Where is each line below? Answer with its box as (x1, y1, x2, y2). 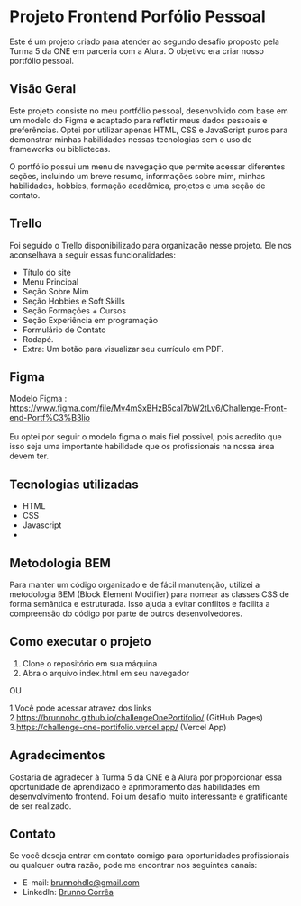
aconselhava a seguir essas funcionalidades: (9, 249, 176, 260)
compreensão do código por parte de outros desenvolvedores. (9, 608, 243, 619)
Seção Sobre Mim (22, 285, 89, 296)
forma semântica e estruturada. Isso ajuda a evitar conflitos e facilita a (9, 599, 270, 609)
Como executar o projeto (9, 634, 151, 649)
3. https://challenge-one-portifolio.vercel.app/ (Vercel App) (9, 721, 227, 732)
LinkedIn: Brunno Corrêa (22, 887, 114, 898)
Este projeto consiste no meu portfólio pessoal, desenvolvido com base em (9, 105, 288, 116)
